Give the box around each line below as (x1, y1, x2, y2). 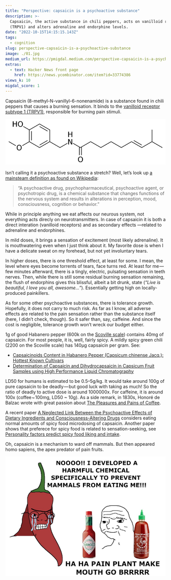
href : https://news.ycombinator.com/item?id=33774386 (14, 73, 131, 78)
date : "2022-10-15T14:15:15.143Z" (5, 29, 79, 35)
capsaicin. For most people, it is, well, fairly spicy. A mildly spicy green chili (5, 337, 163, 343)
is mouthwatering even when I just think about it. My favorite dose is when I (5, 242, 164, 249)
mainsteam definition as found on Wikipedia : (5, 175, 99, 181)
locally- (141, 285, 158, 291)
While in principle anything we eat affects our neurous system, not (5, 211, 145, 217)
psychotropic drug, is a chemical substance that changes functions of (17, 190, 165, 196)
